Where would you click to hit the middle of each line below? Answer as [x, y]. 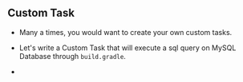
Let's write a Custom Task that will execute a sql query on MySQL [128, 48]
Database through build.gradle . [72, 56]
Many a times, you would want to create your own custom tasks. [126, 32]
